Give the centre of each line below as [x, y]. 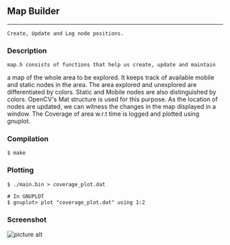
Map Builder [34, 11]
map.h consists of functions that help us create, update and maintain [111, 65]
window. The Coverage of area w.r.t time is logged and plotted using [103, 114]
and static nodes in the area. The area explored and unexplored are [102, 85]
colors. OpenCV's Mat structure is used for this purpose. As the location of [113, 99]
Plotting [21, 170]
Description [27, 51]
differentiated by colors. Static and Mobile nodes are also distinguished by [112, 92]
